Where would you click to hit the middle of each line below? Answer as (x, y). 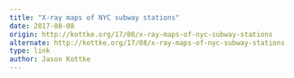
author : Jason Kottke (50, 59)
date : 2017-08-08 (42, 26)
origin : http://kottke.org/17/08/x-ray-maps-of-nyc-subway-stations (141, 34)
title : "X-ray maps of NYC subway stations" (95, 17)
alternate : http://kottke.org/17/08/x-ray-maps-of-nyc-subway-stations (147, 43)
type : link (30, 51)
